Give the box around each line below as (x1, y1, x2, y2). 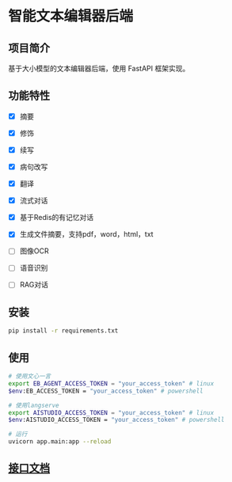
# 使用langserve (8, 401, 59, 409)
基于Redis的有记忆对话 (19, 213, 94, 222)
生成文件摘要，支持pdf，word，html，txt (19, 230, 154, 239)
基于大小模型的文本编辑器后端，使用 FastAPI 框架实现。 (8, 64, 190, 73)
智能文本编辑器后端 (8, 7, 134, 25)
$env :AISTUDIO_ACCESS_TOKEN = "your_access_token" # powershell (8, 416, 225, 424)
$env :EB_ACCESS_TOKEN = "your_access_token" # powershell (8, 387, 203, 395)
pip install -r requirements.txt (8, 327, 119, 335)
